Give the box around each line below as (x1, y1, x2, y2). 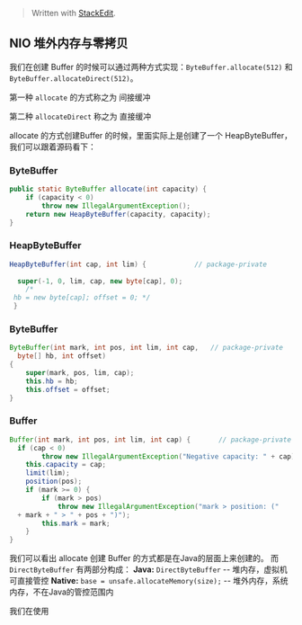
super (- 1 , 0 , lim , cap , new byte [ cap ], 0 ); (17, 276, 183, 286)
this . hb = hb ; (25, 377, 78, 386)
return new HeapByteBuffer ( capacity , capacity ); (25, 210, 211, 219)
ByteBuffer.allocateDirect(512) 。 (9, 72, 138, 84)
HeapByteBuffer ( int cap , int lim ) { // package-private (9, 260, 268, 269)
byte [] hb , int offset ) (17, 352, 106, 361)
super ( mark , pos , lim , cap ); (25, 368, 135, 377)
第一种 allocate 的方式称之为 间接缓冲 (9, 92, 151, 103)
